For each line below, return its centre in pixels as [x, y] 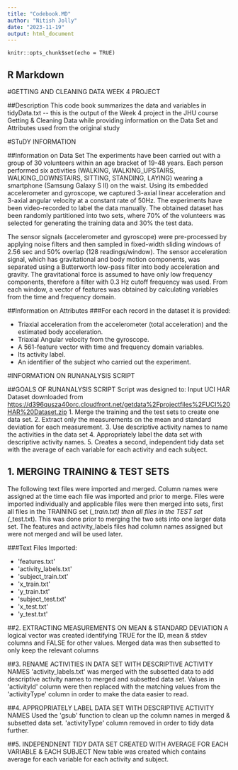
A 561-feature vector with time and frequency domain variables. [110, 347]
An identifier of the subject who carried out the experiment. [104, 362]
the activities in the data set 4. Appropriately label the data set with [105, 435]
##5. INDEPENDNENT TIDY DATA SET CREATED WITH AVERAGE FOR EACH [118, 744]
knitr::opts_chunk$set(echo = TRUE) [61, 53]
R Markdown [36, 75]
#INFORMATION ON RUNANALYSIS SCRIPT [71, 376]
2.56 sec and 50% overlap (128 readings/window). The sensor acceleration [117, 252]
